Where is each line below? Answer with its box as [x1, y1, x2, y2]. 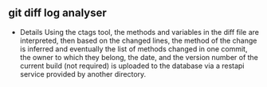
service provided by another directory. [19, 69, 147, 78]
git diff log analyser [8, 6, 108, 20]
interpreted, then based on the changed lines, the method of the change [19, 36, 257, 45]
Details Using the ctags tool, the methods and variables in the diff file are [19, 27, 259, 36]
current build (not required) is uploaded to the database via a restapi [19, 61, 245, 70]
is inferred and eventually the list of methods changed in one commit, [19, 43, 248, 54]
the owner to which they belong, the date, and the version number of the [19, 52, 259, 62]
